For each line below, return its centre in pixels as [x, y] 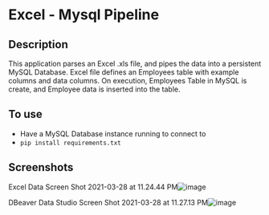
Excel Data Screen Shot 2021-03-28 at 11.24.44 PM [93, 187]
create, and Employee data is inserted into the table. [94, 89]
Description [38, 45]
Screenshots [41, 167]
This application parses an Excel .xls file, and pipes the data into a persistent [135, 63]
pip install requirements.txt [71, 143]
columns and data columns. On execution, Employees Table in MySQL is [128, 81]
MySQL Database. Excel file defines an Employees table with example [124, 72]
